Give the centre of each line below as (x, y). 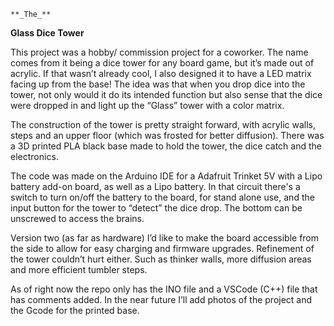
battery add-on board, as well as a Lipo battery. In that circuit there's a (155, 186)
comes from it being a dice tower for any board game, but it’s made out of (162, 63)
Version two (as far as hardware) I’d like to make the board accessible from (165, 238)
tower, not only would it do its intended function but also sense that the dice (166, 94)
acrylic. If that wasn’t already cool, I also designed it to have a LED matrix (161, 73)
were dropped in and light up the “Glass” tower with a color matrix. (147, 105)
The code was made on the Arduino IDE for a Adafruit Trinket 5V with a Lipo (166, 176)
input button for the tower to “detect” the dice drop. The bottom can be (156, 208)
